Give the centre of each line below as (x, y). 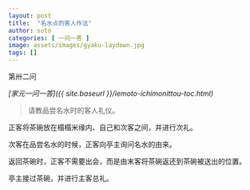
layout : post (30, 16)
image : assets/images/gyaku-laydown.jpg (77, 46)
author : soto (30, 30)
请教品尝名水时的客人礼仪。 (73, 110)
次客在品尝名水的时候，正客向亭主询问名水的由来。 (92, 144)
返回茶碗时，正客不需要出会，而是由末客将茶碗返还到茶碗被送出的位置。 (127, 161)
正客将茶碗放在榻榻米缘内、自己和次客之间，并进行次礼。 (103, 127)
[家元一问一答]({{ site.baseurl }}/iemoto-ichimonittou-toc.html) (111, 93)
